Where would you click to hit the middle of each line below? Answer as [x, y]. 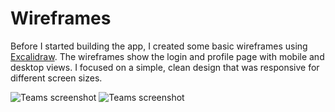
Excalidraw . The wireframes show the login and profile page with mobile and [167, 56]
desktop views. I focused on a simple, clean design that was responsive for [165, 67]
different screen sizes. [56, 78]
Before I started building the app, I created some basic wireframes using [159, 46]
